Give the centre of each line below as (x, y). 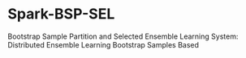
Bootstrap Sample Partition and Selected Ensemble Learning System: (123, 36)
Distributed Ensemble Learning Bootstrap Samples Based (104, 44)
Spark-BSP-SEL (61, 14)
